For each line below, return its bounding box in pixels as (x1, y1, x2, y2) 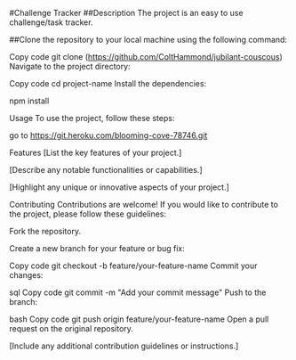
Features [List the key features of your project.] (9, 147, 182, 158)
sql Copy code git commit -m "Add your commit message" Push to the (9, 287, 267, 298)
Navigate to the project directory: (9, 61, 131, 71)
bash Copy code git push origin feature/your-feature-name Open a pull (9, 314, 269, 324)
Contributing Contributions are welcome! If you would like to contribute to (9, 200, 278, 209)
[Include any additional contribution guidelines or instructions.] (9, 340, 239, 351)
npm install (9, 95, 50, 106)
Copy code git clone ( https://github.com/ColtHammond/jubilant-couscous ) (9, 52, 283, 61)
